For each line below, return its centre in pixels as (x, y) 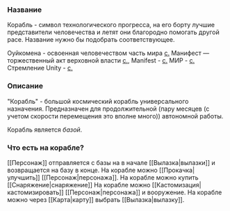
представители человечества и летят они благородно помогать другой (114, 32)
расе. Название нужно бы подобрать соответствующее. (91, 40)
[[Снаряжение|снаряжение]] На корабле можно (79, 185)
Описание (25, 86)
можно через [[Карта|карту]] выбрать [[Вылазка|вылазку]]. (96, 199)
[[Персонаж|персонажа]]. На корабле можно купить (120, 177)
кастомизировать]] (35, 192)
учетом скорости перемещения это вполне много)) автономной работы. (115, 116)
